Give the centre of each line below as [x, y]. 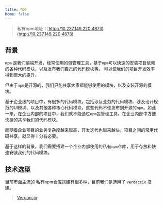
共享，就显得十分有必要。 [35, 136]
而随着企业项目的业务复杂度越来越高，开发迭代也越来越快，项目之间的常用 [79, 130]
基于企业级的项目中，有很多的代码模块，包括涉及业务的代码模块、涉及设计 [79, 102]
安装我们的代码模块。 [30, 153]
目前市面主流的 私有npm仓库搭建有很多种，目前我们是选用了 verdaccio [76, 182]
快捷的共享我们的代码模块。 [33, 120]
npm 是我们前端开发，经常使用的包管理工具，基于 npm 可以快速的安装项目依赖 [80, 63]
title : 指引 [16, 9]
